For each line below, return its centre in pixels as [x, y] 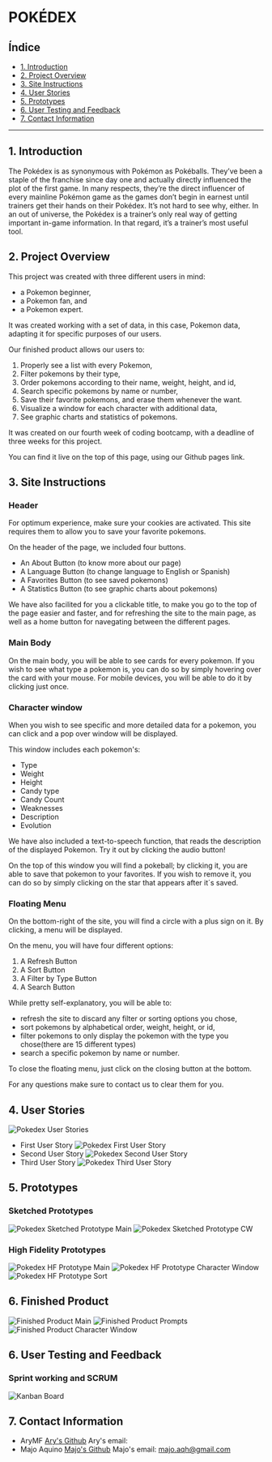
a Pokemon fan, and [53, 301]
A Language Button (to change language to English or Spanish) [125, 572]
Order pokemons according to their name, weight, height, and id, [128, 382]
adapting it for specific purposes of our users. [85, 333]
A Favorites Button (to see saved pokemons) [94, 581]
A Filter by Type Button [58, 979]
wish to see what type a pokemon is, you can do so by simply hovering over [135, 669]
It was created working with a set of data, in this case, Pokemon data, [124, 325]
